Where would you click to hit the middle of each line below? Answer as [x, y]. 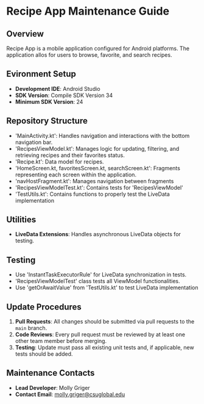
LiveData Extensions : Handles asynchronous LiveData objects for [98, 234]
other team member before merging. [61, 341]
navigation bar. [34, 142]
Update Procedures [44, 307]
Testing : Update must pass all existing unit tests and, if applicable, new [104, 348]
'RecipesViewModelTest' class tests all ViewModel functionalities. [98, 281]
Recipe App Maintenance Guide [88, 11]
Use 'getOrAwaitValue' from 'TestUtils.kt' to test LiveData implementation [107, 287]
